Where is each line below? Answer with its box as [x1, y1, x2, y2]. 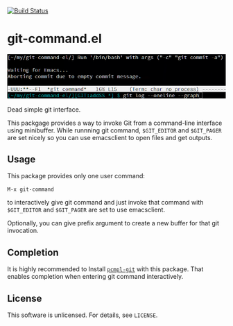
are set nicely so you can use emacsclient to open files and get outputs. [7, 133, 213, 141]
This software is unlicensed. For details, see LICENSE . [7, 311, 158, 319]
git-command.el [7, 31, 102, 46]
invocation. [7, 226, 40, 235]
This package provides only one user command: [7, 172, 146, 180]
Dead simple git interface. [7, 105, 81, 114]
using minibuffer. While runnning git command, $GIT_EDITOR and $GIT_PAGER [7, 126, 222, 135]
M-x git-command [7, 186, 54, 194]
